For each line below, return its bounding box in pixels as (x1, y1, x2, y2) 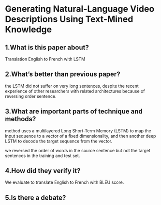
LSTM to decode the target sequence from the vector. (5, 138, 113, 144)
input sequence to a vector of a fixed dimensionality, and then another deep (5, 133, 156, 139)
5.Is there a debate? (5, 193, 66, 202)
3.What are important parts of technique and (5, 108, 143, 116)
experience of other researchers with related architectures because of (5, 88, 145, 94)
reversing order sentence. (5, 93, 57, 99)
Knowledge (5, 24, 52, 35)
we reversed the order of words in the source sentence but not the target (5, 147, 151, 153)
